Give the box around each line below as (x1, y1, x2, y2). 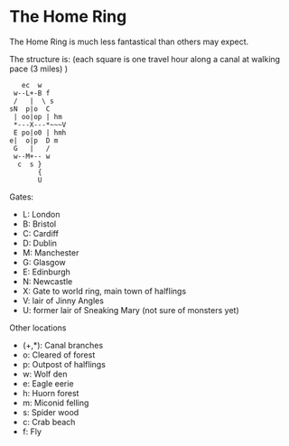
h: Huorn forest (22, 387, 79, 398)
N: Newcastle (22, 275, 73, 286)
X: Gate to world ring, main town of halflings (22, 285, 187, 296)
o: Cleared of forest (22, 349, 96, 360)
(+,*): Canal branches (22, 339, 104, 350)
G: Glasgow (22, 256, 66, 267)
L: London (22, 209, 61, 219)
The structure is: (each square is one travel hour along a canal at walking (9, 53, 281, 64)
